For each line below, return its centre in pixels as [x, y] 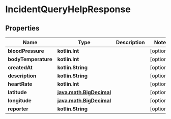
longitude [20, 100]
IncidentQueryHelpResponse [68, 9]
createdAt [20, 67]
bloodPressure [26, 51]
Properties [22, 28]
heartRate [20, 84]
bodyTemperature [30, 59]
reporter [18, 109]
